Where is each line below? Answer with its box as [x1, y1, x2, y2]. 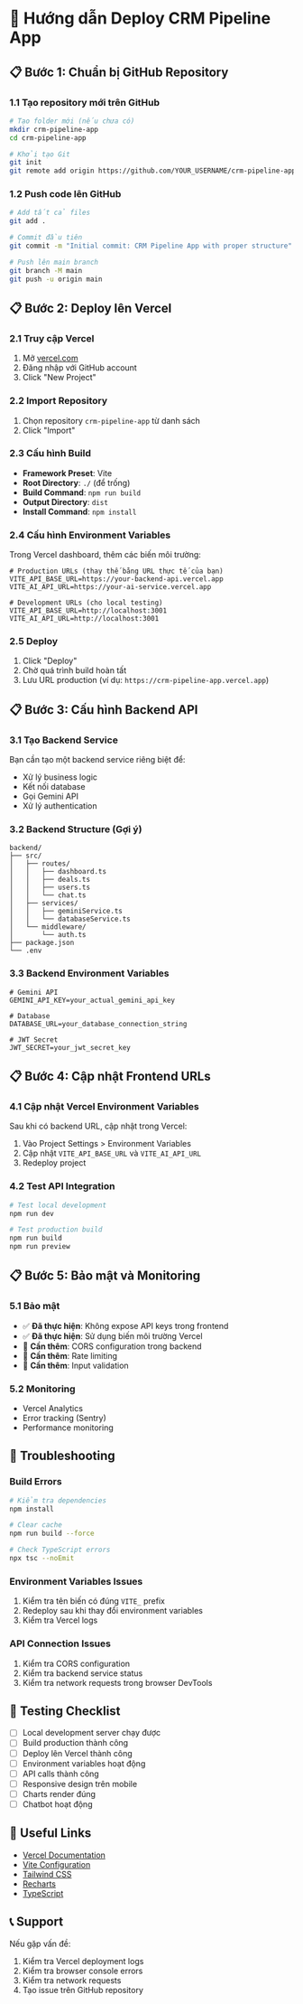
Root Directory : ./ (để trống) [22, 477, 131, 488]
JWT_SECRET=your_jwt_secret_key [9, 1043, 131, 1052]
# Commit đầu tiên [9, 233, 83, 242]
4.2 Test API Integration [9, 1180, 115, 1193]
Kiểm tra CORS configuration [22, 1658, 131, 1669]
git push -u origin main [9, 275, 103, 284]
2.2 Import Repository [9, 395, 108, 407]
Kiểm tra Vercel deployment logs [22, 1955, 144, 1966]
